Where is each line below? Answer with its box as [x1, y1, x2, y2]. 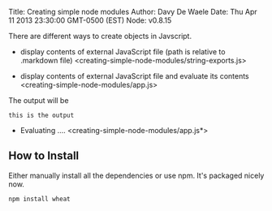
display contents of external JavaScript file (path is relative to [19, 47, 226, 56]
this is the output [8, 111, 75, 119]
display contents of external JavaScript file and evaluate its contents [19, 71, 249, 80]
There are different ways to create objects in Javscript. [8, 32, 192, 41]
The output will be [8, 96, 69, 105]
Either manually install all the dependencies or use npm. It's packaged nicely [8, 170, 265, 180]
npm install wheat [8, 195, 71, 203]
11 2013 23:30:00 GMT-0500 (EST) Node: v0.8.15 [8, 15, 172, 25]
